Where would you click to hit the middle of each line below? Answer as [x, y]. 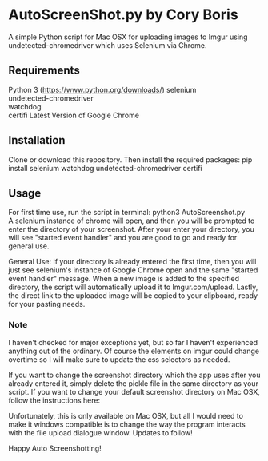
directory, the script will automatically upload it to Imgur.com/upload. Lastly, [133, 287]
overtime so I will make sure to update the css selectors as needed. [119, 359]
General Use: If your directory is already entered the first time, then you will [132, 262]
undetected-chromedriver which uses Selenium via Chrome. [108, 45]
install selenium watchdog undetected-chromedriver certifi [105, 168]
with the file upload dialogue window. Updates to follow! [101, 432]
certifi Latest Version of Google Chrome [74, 115]
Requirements [44, 71]
